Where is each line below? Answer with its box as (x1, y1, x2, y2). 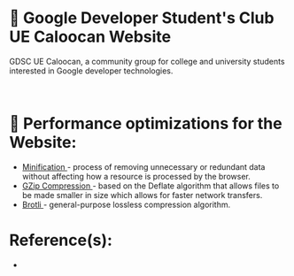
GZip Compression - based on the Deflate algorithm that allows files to (21, 180, 280, 191)
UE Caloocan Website (9, 27, 172, 47)
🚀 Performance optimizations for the (9, 114, 282, 134)
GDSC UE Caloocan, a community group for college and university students (9, 56, 285, 66)
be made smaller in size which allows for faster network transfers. (21, 189, 263, 200)
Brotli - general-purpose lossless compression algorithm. (21, 199, 231, 210)
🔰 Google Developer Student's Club (9, 8, 275, 28)
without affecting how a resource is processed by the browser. (21, 171, 251, 181)
